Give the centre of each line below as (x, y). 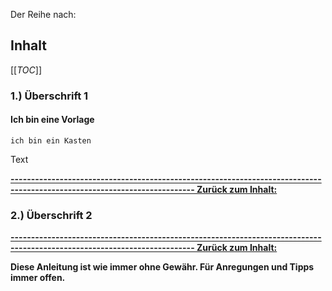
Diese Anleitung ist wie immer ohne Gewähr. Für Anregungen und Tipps (162, 267)
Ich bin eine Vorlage (52, 120)
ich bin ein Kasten (51, 140)
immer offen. (38, 278)
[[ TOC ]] (26, 70)
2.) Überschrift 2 (51, 215)
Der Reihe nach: (43, 14)
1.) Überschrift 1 (49, 96)
